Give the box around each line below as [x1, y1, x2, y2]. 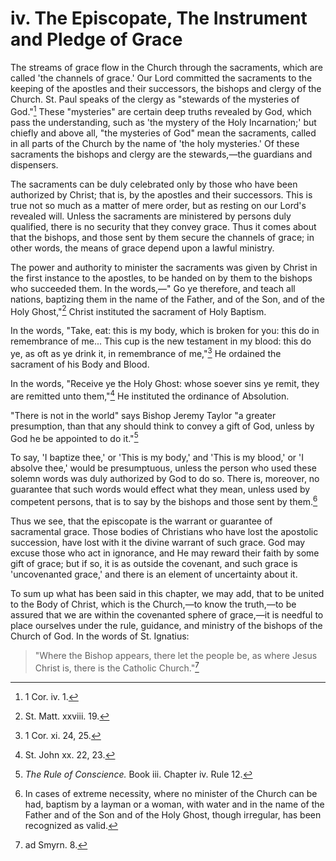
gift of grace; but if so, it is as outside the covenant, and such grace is [10, 557, 298, 569]
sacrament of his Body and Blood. [10, 358, 150, 370]
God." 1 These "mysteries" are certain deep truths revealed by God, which [10, 103, 312, 117]
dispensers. [10, 158, 59, 171]
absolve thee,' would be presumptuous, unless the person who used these [10, 462, 317, 474]
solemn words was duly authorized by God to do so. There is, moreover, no [10, 473, 320, 485]
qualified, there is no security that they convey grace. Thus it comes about [10, 220, 317, 232]
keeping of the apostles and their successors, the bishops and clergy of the [10, 82, 322, 94]
